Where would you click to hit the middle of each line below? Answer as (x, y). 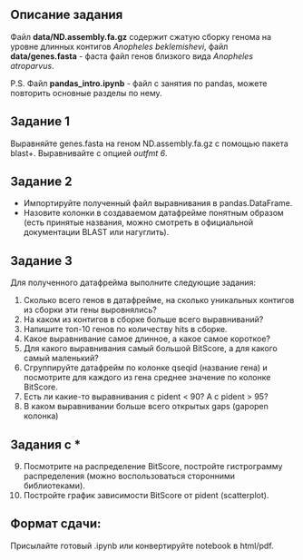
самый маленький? (61, 359)
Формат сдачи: (56, 524)
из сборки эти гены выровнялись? (90, 310)
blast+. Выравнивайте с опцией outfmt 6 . (89, 152)
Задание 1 (40, 122)
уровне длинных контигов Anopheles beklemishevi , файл (119, 46)
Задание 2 (41, 182)
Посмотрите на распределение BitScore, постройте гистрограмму (153, 467)
